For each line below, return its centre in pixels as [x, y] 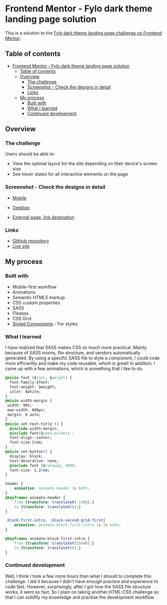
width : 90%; [20, 406]
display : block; [26, 456]
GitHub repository [31, 241]
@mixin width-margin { [29, 401]
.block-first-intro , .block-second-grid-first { [55, 520]
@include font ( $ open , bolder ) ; [42, 433]
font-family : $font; [30, 382]
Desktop [21, 207]
